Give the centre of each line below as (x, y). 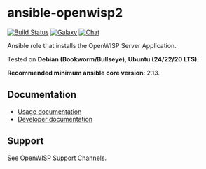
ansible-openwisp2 (65, 13)
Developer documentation (55, 119)
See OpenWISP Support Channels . (57, 158)
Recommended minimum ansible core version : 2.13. (83, 73)
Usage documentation (49, 111)
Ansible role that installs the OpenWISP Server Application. (92, 45)
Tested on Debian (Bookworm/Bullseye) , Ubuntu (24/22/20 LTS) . (103, 59)
